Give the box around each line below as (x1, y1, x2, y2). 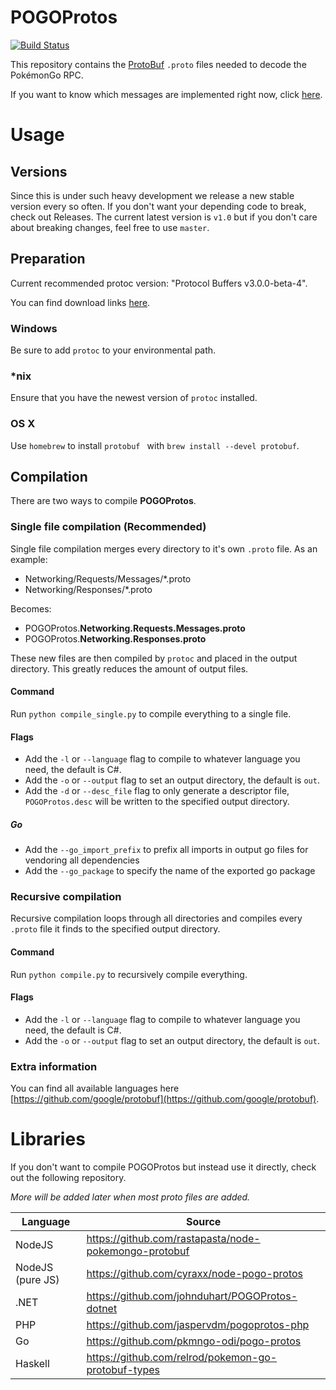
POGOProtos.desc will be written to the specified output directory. (24, 796, 290, 808)
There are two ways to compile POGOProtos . (10, 495, 197, 507)
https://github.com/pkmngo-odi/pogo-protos (86, 1334, 302, 1348)
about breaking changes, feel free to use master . (10, 221, 210, 233)
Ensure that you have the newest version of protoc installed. (10, 392, 258, 404)
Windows (10, 321, 58, 335)
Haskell (15, 1357, 50, 1371)
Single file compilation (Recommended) (10, 520, 207, 534)
